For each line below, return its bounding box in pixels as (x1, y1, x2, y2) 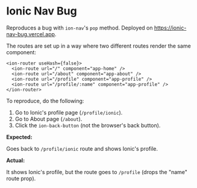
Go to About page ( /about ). (14, 115, 83, 122)
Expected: (6, 133, 33, 140)
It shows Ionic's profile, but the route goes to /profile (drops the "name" (6, 168, 188, 175)
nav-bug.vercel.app (6, 30, 55, 37)
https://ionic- (154, 24, 187, 31)
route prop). (6, 175, 36, 182)
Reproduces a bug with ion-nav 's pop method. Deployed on (6, 24, 153, 31)
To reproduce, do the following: (6, 97, 84, 104)
